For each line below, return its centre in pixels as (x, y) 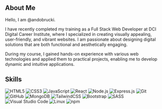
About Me (20, 8)
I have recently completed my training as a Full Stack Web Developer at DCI (81, 29)
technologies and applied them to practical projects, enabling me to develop (81, 59)
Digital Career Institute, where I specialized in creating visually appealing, (78, 34)
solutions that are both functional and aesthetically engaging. (66, 44)
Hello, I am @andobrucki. (30, 19)
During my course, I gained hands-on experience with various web (72, 54)
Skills (13, 79)
